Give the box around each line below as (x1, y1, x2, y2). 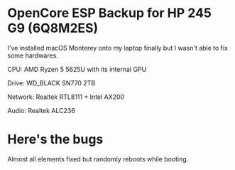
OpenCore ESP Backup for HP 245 (7, 5, 212, 21)
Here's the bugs (7, 132, 104, 147)
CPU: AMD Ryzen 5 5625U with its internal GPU (7, 65, 147, 73)
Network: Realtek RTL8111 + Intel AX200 (7, 92, 125, 101)
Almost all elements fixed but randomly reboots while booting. (7, 154, 189, 163)
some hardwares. (7, 51, 58, 60)
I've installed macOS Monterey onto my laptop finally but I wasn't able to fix (7, 43, 229, 52)
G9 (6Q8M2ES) (7, 20, 99, 36)
